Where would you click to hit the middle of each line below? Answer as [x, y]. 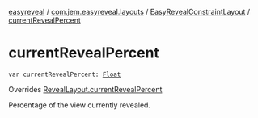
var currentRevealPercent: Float [65, 74]
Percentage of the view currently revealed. [80, 105]
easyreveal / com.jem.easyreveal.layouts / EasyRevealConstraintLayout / [129, 12]
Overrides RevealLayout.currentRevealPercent [85, 89]
